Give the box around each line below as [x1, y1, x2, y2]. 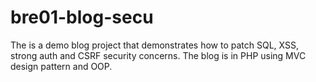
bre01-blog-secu [10, 6, 154, 29]
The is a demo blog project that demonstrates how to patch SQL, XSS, [10, 39, 299, 51]
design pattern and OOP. [10, 60, 113, 72]
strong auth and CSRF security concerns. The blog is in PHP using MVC [10, 49, 307, 61]
